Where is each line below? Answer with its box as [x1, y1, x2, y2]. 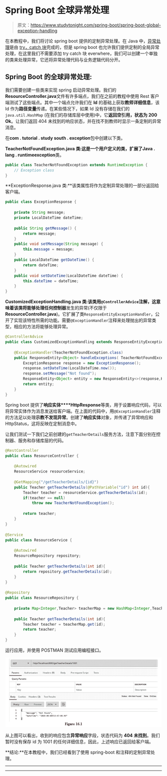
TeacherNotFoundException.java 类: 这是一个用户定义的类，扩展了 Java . [5, 145, 155, 151]
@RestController [5, 448, 39, 453]
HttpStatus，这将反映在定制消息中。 [5, 420, 80, 426]
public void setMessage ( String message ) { [14, 242, 103, 247]
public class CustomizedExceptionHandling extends [5, 340, 112, 345]
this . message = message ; [23, 247, 75, 252]
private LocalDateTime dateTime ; [14, 215, 83, 220]
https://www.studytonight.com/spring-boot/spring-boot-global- [30, 22, 162, 28]
